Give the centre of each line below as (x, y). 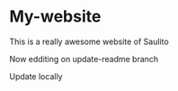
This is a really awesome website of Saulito (89, 41)
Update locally (36, 76)
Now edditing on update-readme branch (84, 59)
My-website (55, 17)
